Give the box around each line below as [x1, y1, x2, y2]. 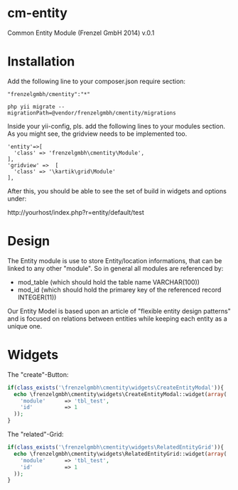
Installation [7, 53, 75, 70]
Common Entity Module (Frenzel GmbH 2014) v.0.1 [7, 28, 155, 37]
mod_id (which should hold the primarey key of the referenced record [17, 285, 222, 294]
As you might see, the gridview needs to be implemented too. [7, 129, 188, 138]
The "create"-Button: [7, 370, 69, 378]
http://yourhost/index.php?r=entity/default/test [7, 208, 144, 216]
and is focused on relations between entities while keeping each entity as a [7, 314, 227, 323]
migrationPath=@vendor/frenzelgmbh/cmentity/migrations [7, 109, 176, 117]
